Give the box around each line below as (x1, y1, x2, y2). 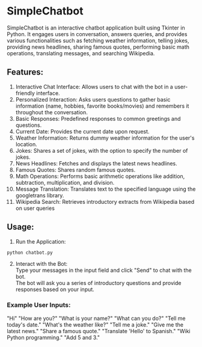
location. (15, 140, 38, 148)
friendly (15, 89, 35, 97)
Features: (7, 67, 44, 78)
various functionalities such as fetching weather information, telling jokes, (7, 37, 189, 44)
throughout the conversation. (15, 108, 88, 115)
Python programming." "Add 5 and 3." (7, 334, 100, 341)
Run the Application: (15, 238, 66, 245)
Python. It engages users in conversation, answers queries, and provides (7, 30, 188, 37)
